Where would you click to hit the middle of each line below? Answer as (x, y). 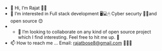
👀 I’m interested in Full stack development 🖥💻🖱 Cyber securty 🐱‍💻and (83, 14)
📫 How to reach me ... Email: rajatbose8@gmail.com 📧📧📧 (71, 43)
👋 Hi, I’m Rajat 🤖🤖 (29, 8)
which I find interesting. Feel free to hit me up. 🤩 (69, 37)
